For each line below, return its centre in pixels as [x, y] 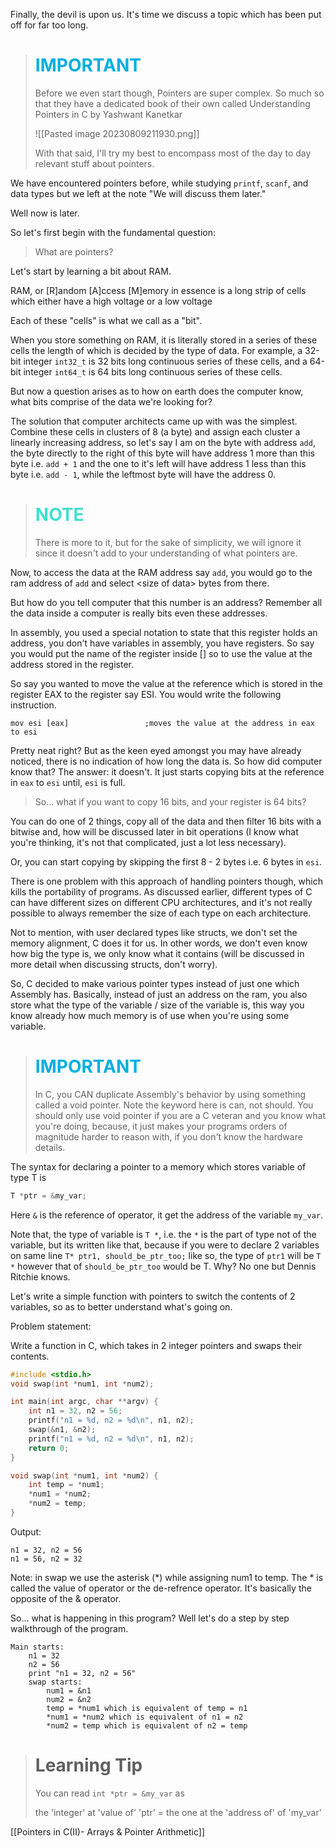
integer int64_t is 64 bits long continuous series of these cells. [153, 371]
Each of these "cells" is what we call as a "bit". [106, 320]
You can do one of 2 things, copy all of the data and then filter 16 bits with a [166, 821]
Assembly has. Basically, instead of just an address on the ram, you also [159, 994]
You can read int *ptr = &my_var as [109, 1793]
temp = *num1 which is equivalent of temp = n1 [147, 1708]
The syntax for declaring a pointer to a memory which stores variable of [158, 1166]
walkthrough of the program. [69, 1628]
